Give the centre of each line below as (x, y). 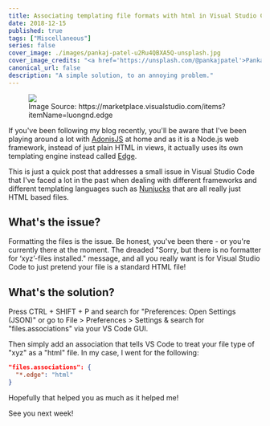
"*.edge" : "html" (45, 375)
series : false (32, 46)
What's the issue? (55, 223)
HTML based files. (39, 197)
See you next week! (41, 413)
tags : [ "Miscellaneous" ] (50, 38)
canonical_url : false (45, 68)
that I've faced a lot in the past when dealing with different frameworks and (133, 180)
